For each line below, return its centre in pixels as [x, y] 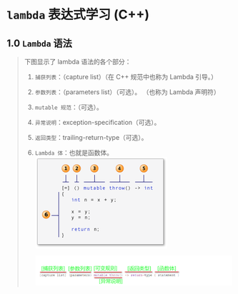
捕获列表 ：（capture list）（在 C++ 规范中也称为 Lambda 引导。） [126, 77]
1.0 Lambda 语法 [40, 43]
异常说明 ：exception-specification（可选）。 [98, 122]
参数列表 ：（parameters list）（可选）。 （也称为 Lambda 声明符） [128, 92]
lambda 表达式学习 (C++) [78, 15]
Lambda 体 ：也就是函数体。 [74, 153]
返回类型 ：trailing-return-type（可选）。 [91, 137]
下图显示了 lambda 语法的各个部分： [78, 62]
